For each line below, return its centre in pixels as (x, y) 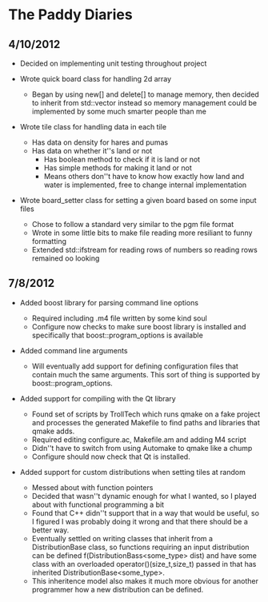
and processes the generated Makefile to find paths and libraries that (146, 422)
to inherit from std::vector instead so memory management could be (144, 103)
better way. (50, 530)
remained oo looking (66, 258)
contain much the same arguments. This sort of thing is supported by (146, 374)
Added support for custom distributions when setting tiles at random (132, 472)
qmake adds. (53, 431)
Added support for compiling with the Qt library (98, 398)
